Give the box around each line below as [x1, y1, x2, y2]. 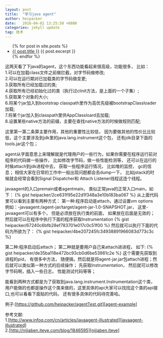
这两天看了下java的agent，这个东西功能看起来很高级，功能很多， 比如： [5, 64, 150, 69]
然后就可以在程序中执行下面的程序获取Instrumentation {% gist [5, 216, 129, 222]
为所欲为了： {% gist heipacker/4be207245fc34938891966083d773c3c [9, 228, 154, 234]
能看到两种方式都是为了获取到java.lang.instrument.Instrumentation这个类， [5, 279, 155, 284]
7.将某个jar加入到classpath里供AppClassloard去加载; [5, 113, 110, 118]
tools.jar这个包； [5, 141, 38, 147]
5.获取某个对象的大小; [5, 94, 49, 100]
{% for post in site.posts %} [12, 43, 68, 49]
